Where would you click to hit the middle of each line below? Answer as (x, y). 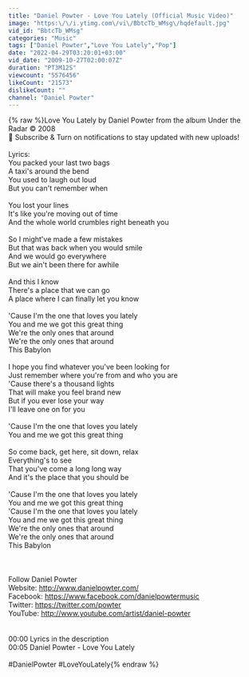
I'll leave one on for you (47, 410)
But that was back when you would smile (75, 248)
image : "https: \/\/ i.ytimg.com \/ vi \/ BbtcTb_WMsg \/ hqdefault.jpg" (119, 23)
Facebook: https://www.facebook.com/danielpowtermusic (104, 596)
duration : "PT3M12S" (43, 68)
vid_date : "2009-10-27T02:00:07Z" (66, 61)
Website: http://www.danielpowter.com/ (74, 588)
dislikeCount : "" (37, 90)
